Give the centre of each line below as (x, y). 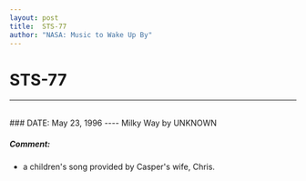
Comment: (30, 144)
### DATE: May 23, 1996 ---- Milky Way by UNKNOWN (113, 123)
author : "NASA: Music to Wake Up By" (81, 35)
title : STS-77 (38, 26)
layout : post (34, 18)
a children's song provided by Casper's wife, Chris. (119, 167)
